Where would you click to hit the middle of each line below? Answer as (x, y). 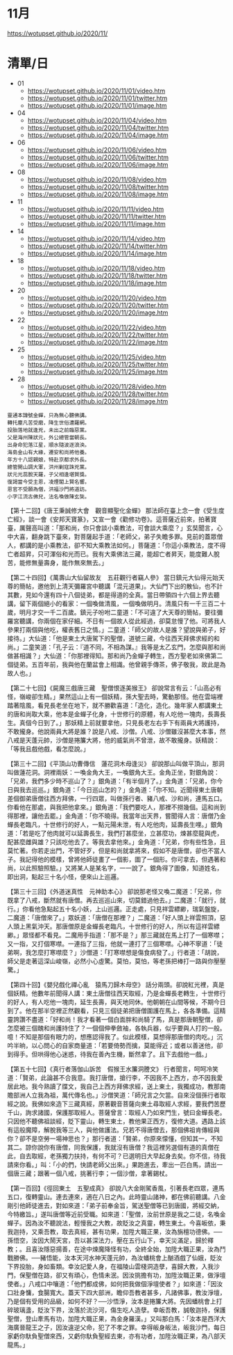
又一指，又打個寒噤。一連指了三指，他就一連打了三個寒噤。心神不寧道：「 (112, 944)
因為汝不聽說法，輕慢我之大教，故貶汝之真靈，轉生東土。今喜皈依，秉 (126, 1223)
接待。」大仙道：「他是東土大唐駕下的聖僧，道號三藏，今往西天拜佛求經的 (110, 638)
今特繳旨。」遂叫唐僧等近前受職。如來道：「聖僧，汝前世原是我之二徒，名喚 (113, 1214)
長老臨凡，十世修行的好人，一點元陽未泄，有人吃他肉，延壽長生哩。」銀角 (118, 824)
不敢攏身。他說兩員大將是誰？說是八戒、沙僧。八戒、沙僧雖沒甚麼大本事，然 (116, 731)
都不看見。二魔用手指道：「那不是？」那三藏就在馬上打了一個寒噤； (130, 935)
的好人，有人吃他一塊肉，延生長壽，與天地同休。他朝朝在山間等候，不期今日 (116, 1001)
